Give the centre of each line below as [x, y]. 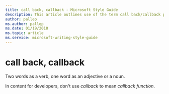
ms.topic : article [24, 33]
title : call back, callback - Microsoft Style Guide [62, 10]
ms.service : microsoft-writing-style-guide [52, 38]
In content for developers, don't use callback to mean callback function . [80, 86]
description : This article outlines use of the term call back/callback [83, 14]
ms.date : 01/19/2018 [27, 28]
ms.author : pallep [24, 24]
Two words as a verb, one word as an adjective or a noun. [65, 76]
